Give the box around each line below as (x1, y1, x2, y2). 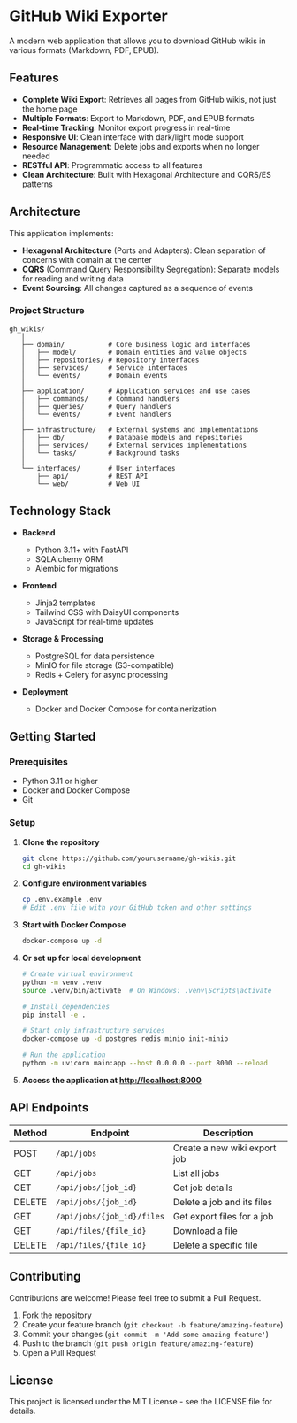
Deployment (21, 686, 69, 696)
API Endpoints (9, 1100, 89, 1116)
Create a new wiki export (172, 1142, 277, 1154)
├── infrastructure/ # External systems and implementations (20, 425, 259, 435)
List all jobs (172, 1166, 220, 1179)
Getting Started (9, 729, 96, 744)
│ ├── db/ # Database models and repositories (20, 433, 243, 442)
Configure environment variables (21, 878, 148, 888)
